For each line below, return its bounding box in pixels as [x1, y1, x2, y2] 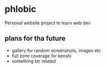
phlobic [4, 3, 37, 15]
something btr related [11, 58, 56, 64]
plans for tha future [4, 34, 65, 43]
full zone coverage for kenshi [11, 53, 72, 59]
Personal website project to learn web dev [4, 20, 91, 26]
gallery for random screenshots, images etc [11, 47, 101, 53]
